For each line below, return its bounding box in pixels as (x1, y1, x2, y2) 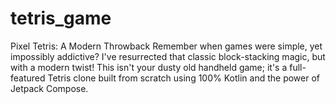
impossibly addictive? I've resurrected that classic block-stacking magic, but (10, 50, 326, 62)
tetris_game (10, 7, 112, 30)
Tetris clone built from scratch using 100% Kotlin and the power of (47, 72, 320, 84)
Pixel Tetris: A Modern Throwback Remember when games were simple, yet (10, 40, 323, 52)
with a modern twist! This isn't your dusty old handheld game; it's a (10, 61, 288, 73)
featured (10, 72, 46, 84)
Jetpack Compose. (10, 82, 89, 94)
